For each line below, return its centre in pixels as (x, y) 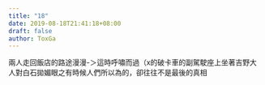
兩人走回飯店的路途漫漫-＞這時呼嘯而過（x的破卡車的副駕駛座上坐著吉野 (129, 62)
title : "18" (28, 16)
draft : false (30, 31)
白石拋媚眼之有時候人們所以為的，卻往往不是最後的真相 (115, 73)
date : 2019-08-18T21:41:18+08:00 (65, 23)
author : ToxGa (32, 38)
